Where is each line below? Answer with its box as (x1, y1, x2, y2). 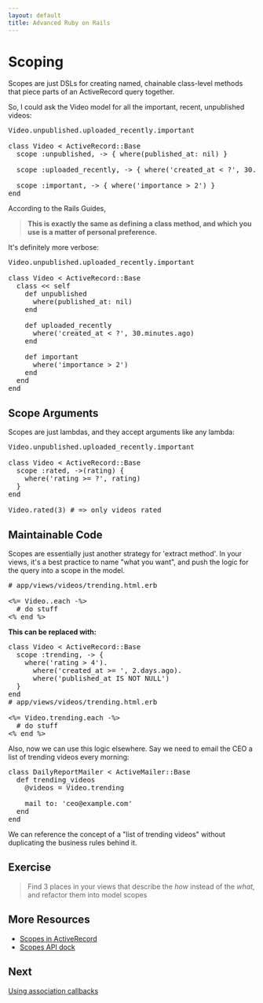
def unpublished (24, 289, 88, 299)
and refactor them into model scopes (27, 890, 148, 899)
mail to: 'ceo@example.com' (24, 799, 133, 808)
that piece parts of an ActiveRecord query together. (8, 87, 175, 97)
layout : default (8, 11, 61, 20)
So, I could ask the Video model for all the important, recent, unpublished (8, 102, 245, 112)
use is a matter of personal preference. (27, 228, 158, 237)
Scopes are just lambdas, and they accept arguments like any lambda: (8, 427, 235, 437)
